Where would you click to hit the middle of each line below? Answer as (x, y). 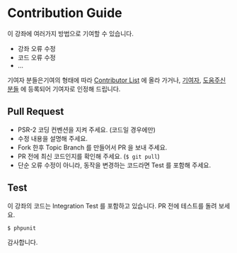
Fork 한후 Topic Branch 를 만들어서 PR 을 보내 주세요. (92, 147)
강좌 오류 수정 (36, 48)
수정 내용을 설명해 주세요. (53, 138)
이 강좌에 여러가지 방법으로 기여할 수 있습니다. (71, 33)
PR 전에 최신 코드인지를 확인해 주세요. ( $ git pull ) (89, 156)
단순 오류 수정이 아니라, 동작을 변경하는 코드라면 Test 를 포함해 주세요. (114, 165)
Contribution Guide (65, 13)
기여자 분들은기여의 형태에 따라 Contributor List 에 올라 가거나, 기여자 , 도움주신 (117, 80)
